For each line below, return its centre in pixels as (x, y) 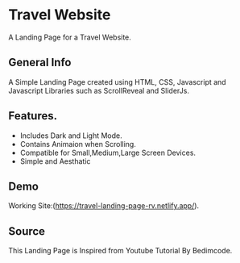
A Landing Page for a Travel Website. (70, 37)
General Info (40, 63)
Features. (33, 116)
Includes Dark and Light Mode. (71, 136)
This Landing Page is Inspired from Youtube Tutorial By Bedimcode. (120, 251)
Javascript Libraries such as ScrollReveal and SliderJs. (99, 90)
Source (27, 231)
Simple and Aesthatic (55, 161)
